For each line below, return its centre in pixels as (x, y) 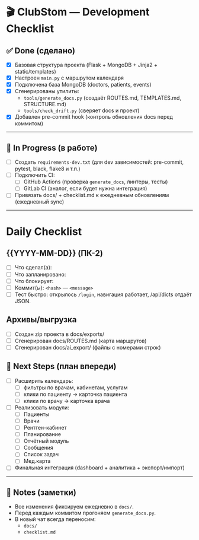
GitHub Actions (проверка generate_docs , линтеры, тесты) (96, 182)
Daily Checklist (44, 231)
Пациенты (36, 414)
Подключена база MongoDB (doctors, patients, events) (83, 85)
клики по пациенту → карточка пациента (75, 394)
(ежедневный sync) (39, 202)
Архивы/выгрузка (41, 320)
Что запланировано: (40, 274)
